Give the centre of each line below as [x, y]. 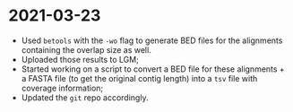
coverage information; [62, 88]
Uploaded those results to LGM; [80, 59]
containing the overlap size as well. [86, 49]
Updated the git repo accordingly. [85, 97]
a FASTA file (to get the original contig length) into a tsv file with [139, 78]
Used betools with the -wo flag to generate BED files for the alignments [152, 40]
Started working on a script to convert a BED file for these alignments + [153, 69]
